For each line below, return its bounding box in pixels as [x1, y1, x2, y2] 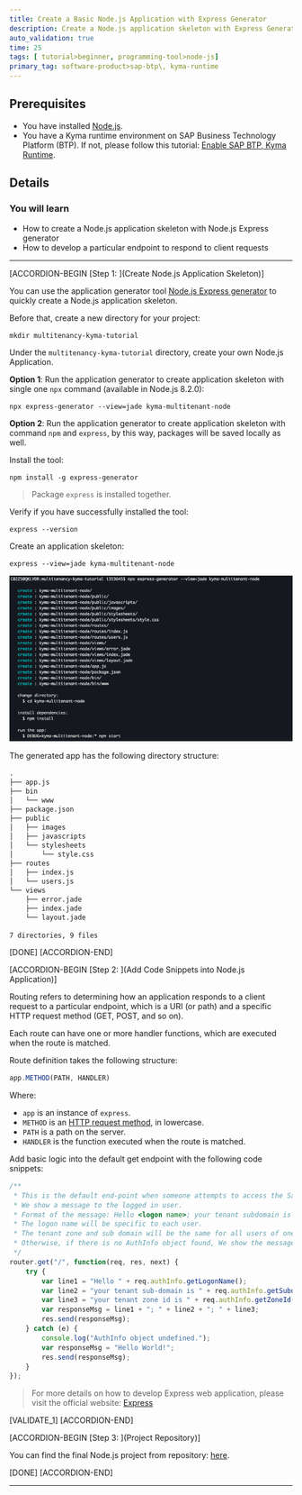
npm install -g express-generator [9, 473, 139, 482]
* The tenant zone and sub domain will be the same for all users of [13, 1229, 280, 1238]
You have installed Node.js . [22, 120, 124, 131]
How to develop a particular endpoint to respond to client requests [22, 242, 269, 252]
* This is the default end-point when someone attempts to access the [13, 1190, 283, 1200]
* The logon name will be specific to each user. [13, 1219, 203, 1229]
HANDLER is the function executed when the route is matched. [22, 1135, 246, 1146]
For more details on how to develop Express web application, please [31, 1388, 285, 1399]
